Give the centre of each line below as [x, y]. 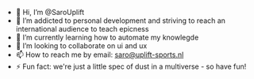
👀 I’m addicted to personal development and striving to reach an [121, 21]
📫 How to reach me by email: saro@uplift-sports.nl [100, 55]
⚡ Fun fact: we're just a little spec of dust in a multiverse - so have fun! [131, 66]
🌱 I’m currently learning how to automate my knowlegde [107, 37]
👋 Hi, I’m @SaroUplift [50, 12]
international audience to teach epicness [82, 29]
